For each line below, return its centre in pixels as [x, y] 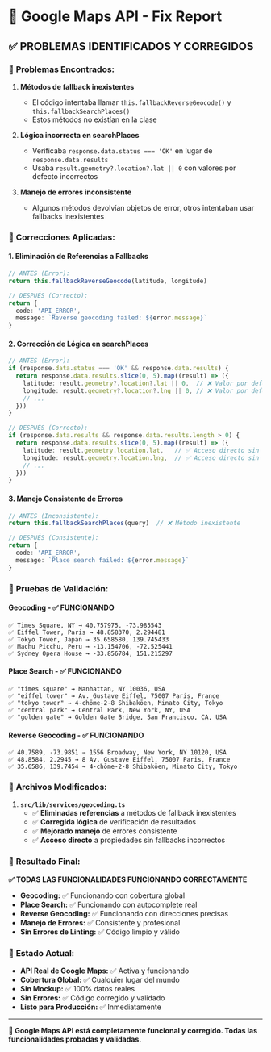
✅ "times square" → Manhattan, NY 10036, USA [87, 689]
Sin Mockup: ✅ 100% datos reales [77, 989]
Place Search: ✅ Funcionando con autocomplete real [108, 904]
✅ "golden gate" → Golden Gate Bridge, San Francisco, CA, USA [118, 717]
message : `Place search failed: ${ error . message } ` [102, 560]
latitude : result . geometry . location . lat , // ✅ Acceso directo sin [141, 450]
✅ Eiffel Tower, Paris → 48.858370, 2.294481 [87, 632]
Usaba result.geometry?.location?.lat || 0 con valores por [134, 168]
